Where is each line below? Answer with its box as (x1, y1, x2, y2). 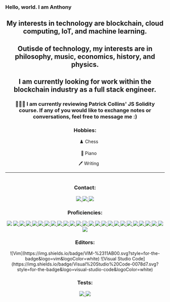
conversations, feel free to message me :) (32, 113, 138, 120)
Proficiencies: (67, 209, 103, 216)
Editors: (75, 239, 95, 246)
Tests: (77, 279, 93, 286)
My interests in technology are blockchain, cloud (7, 19, 163, 28)
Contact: (74, 184, 96, 191)
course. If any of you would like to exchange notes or (19, 107, 151, 114)
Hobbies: (73, 127, 97, 134)
